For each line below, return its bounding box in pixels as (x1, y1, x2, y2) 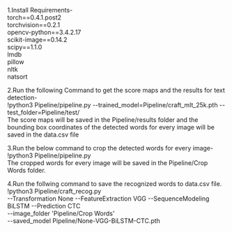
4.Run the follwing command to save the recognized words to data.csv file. (7, 180, 222, 187)
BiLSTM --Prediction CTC (7, 202, 81, 210)
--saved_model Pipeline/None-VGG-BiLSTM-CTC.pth (7, 217, 160, 225)
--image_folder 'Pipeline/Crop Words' (7, 209, 115, 217)
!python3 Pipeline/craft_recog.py (7, 187, 102, 195)
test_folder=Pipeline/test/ (7, 108, 80, 116)
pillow (7, 58, 24, 65)
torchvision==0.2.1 (7, 21, 61, 29)
